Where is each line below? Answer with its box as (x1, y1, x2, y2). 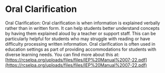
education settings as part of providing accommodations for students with (5, 46, 157, 52)
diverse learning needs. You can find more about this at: (5, 51, 120, 58)
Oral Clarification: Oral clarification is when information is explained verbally (5, 20, 160, 26)
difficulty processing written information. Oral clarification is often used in (5, 41, 156, 47)
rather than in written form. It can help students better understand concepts (5, 25, 160, 31)
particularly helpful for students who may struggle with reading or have (5, 36, 150, 42)
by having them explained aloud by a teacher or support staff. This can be (5, 30, 156, 36)
